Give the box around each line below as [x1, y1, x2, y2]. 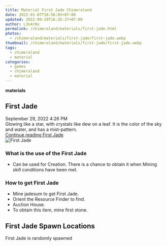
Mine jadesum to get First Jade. [12, 191, 79, 197]
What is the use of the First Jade [5, 150, 87, 157]
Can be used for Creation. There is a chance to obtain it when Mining [12, 161, 157, 167]
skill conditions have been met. [12, 166, 78, 172]
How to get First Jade [5, 179, 59, 186]
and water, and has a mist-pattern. [5, 126, 78, 132]
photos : [5, 31, 22, 36]
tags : [5, 45, 17, 50]
